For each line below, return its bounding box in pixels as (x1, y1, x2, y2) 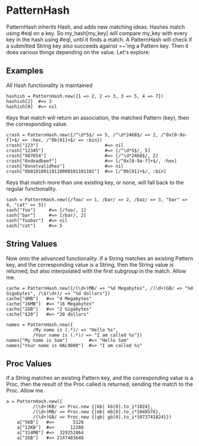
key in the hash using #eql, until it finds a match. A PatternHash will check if (6, 36, 192, 43)
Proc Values (6, 358, 52, 369)
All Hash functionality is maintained (6, 82, 93, 89)
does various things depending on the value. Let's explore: (6, 48, 151, 55)
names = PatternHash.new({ (6, 322, 73, 328)
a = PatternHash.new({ (6, 398, 63, 405)
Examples (6, 66, 43, 76)
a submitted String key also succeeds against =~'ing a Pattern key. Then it (6, 42, 189, 49)
